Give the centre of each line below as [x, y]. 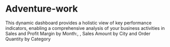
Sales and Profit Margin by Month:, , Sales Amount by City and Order [78, 33]
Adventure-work [42, 9]
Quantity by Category [28, 39]
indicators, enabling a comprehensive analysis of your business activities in [85, 28]
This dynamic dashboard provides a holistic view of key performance [79, 23]
